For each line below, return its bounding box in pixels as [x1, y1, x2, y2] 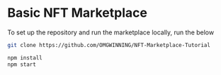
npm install [7, 54, 42, 61]
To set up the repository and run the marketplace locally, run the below [7, 28, 215, 36]
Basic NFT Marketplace [7, 5, 147, 21]
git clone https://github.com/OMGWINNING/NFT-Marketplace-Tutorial [7, 41, 211, 48]
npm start [7, 61, 37, 68]
